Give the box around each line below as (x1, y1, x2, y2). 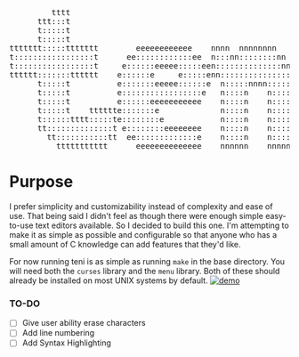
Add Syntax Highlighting (21, 337, 111, 348)
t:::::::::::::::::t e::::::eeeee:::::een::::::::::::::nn (9, 61, 291, 70)
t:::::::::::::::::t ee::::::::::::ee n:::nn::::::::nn (9, 53, 287, 61)
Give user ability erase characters (21, 318, 146, 329)
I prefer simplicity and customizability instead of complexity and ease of (9, 200, 273, 212)
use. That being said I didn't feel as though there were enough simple (9, 210, 264, 221)
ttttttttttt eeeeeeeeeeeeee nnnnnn (56, 142, 249, 150)
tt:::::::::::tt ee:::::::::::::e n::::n (46, 133, 249, 142)
